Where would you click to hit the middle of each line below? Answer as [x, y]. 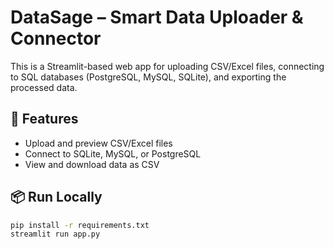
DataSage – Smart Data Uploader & [157, 17]
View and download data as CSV [92, 164]
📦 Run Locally [56, 197]
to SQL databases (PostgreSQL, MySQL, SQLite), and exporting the [148, 77]
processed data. [44, 87]
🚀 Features [44, 119]
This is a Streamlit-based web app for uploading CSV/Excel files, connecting [167, 66]
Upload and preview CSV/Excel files [98, 143]
